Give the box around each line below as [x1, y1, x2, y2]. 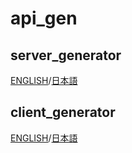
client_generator [10, 104, 116, 121]
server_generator [10, 47, 122, 64]
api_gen [10, 7, 78, 30]
